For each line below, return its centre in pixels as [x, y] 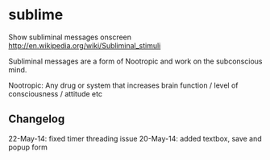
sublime [36, 15]
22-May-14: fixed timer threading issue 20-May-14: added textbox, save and [135, 138]
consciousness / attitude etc [56, 93]
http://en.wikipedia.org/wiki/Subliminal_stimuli [85, 45]
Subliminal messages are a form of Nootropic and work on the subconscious [135, 61]
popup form [28, 147]
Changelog [37, 119]
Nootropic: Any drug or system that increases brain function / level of [124, 85]
